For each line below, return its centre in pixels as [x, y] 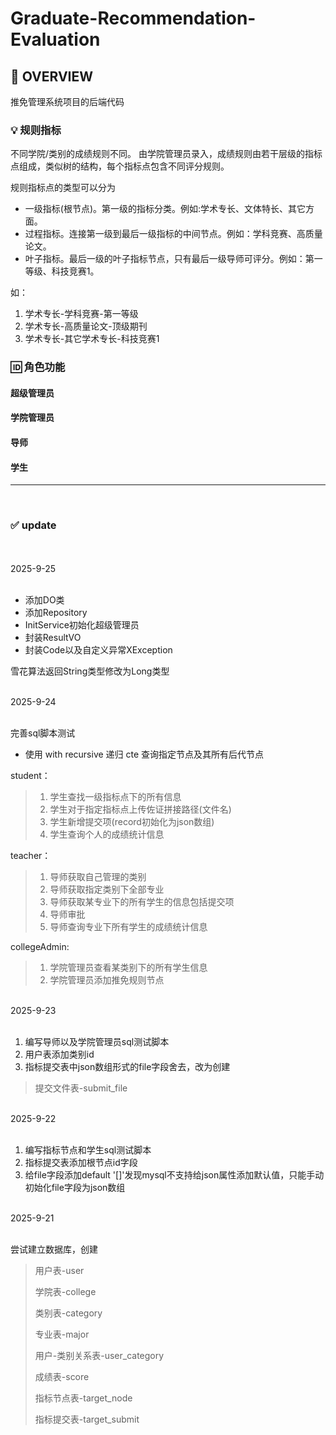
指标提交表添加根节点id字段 [81, 1162]
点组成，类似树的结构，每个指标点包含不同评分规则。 [120, 166]
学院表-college [65, 1291]
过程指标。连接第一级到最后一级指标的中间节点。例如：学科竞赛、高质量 [173, 234]
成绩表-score [62, 1376]
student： [30, 775]
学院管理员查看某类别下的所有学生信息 [128, 967]
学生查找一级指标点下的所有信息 [115, 796]
